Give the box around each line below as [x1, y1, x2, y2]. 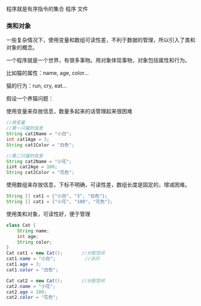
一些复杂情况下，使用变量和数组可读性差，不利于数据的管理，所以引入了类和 [6, 37, 196, 44]
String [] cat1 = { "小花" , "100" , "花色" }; [6, 199, 113, 205]
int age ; [17, 233, 39, 239]
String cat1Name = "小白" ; [6, 131, 72, 137]
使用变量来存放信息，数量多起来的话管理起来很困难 [6, 107, 133, 115]
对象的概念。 [6, 44, 38, 51]
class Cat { [6, 222, 36, 228]
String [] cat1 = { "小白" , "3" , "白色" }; [6, 193, 108, 199]
